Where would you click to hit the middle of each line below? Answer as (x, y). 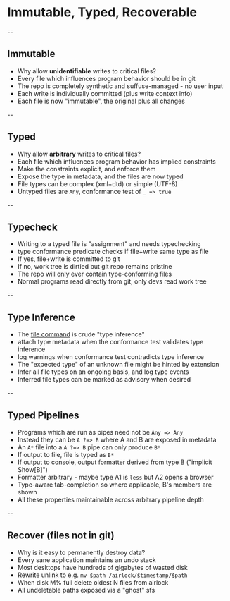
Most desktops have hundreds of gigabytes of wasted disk (103, 567)
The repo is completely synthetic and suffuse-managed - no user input (120, 86)
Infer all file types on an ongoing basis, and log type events (103, 372)
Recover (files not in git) (61, 536)
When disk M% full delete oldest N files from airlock (93, 582)
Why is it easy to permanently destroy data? (81, 552)
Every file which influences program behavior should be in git (106, 78)
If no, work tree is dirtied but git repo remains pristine (95, 267)
